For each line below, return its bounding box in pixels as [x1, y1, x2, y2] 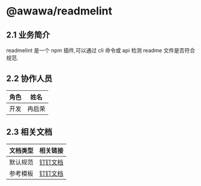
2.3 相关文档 [6, 127, 53, 137]
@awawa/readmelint [6, 4, 113, 18]
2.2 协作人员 [6, 73, 53, 84]
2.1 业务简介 [6, 29, 50, 40]
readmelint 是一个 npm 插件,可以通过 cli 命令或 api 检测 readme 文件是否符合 [6, 47, 196, 54]
